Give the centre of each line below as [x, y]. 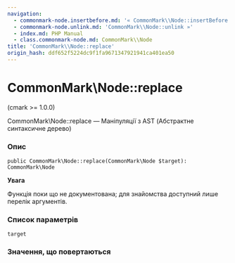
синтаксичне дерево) [39, 128]
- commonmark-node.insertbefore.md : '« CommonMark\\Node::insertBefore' [122, 20]
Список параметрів [43, 220]
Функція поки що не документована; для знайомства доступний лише [113, 194]
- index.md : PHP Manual [48, 33]
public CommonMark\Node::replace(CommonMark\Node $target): [97, 161]
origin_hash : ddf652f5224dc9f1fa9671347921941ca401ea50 [91, 53]
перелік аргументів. [37, 202]
